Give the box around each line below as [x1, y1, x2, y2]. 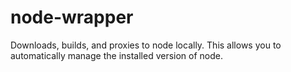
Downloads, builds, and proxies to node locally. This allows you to [10, 39, 282, 51]
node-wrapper [10, 6, 134, 29]
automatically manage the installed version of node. [10, 49, 223, 61]
